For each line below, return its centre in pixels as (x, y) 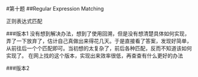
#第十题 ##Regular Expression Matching (55, 9)
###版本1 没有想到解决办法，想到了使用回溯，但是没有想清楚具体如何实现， (98, 34)
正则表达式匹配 (24, 21)
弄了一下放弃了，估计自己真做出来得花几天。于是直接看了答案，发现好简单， (99, 41)
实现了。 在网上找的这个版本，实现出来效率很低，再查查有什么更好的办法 (95, 56)
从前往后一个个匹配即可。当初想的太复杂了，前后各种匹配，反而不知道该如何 (99, 48)
